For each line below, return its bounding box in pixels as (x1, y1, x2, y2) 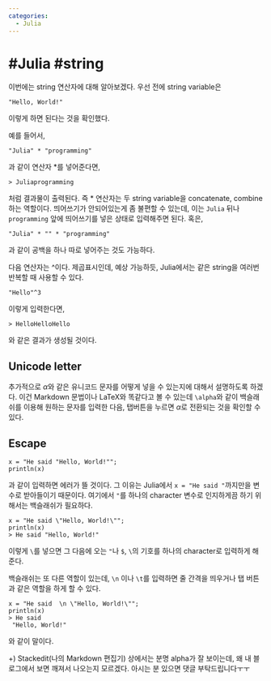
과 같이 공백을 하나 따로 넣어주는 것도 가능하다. (8, 245, 155, 255)
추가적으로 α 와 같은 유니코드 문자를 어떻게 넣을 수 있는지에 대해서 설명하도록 (8, 382, 248, 392)
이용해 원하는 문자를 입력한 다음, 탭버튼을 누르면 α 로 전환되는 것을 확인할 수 (23, 402, 261, 412)
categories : (8, 11, 49, 20)
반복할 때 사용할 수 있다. (8, 272, 84, 282)
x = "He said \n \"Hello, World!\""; (8, 600, 139, 608)
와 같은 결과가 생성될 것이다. (8, 336, 97, 345)
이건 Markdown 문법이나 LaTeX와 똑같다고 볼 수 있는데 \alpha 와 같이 (19, 392, 239, 402)
